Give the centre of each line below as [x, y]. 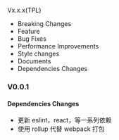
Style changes [38, 53]
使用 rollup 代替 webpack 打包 [61, 129]
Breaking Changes [44, 24]
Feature [29, 31]
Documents [34, 61]
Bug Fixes [32, 39]
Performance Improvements [58, 46]
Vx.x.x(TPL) [24, 10]
